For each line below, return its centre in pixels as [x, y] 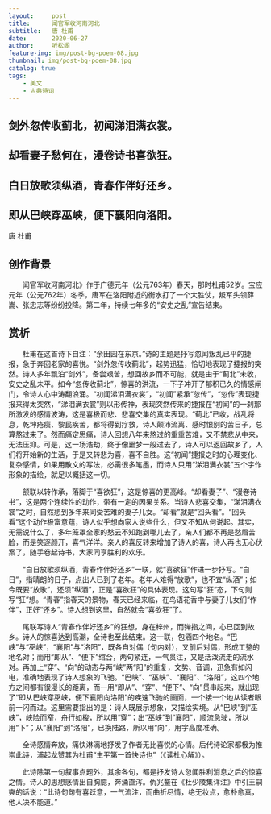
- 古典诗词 [39, 91]
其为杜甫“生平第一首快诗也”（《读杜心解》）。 [137, 754]
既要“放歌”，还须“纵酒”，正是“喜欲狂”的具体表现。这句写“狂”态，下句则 [133, 589]
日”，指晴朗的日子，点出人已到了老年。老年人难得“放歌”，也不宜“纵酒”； [129, 579]
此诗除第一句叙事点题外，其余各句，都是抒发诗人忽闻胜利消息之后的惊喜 [142, 771]
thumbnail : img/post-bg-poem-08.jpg [70, 61]
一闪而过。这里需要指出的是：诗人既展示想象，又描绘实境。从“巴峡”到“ [133, 707]
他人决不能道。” [33, 802]
